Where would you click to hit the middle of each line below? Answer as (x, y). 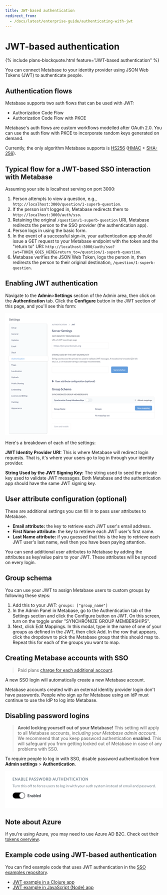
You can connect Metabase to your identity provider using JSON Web (77, 70)
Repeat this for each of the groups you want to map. (66, 642)
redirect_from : (21, 16)
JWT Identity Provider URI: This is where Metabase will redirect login (77, 452)
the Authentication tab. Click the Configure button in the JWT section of (80, 300)
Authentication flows (39, 91)
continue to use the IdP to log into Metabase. (51, 700)
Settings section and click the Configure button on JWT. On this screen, (86, 615)
